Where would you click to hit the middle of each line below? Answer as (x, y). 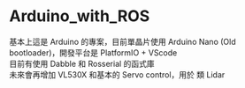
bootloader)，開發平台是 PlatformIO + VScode (93, 52)
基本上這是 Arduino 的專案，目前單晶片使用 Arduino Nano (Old (122, 41)
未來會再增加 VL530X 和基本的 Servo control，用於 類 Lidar (117, 74)
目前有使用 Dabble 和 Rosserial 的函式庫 (82, 63)
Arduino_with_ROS (80, 16)
